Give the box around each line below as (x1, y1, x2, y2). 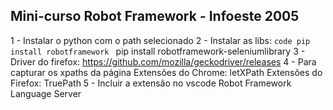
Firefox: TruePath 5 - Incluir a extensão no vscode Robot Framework (10, 77, 292, 89)
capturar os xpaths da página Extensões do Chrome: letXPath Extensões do (10, 66, 323, 78)
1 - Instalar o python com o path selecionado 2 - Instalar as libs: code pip (10, 34, 311, 46)
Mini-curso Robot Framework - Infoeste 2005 (10, 8, 300, 25)
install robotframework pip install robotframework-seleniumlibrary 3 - (10, 45, 306, 57)
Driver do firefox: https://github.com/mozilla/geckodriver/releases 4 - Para (10, 55, 317, 68)
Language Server (10, 87, 82, 99)
